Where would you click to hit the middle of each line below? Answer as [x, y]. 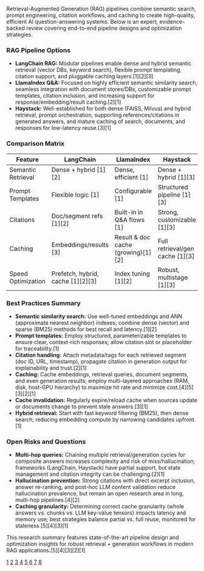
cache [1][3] [176, 256]
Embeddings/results [80, 245]
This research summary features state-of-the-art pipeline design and [93, 538]
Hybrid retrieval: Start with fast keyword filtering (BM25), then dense [102, 413]
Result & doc [132, 237]
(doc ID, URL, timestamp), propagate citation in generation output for [101, 361]
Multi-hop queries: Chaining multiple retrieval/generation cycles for [100, 455]
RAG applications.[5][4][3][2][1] [46, 550]
